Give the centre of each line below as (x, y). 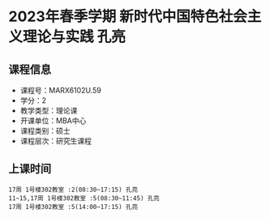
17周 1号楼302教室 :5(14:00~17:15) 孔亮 (73, 207)
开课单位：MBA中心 (53, 121)
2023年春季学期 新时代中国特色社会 (128, 17)
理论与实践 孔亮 (74, 37)
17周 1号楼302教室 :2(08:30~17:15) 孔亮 (73, 190)
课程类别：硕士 (45, 131)
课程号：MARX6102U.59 (60, 90)
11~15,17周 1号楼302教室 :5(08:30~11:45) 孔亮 (84, 198)
